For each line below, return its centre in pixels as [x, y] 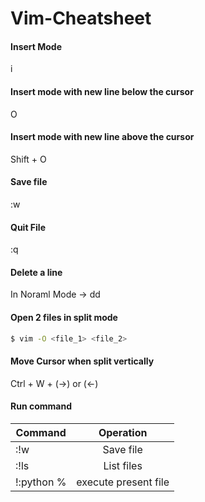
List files [123, 465]
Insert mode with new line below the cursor [102, 91]
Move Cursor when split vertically [82, 361]
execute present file [123, 482]
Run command [41, 406]
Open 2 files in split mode [64, 317]
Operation [123, 432]
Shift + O [28, 159]
